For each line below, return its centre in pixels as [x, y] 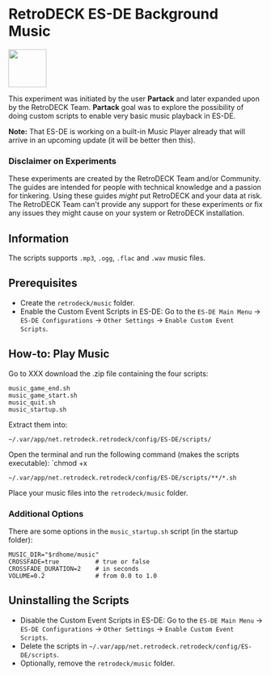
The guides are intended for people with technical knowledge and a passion [135, 188]
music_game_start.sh [43, 395]
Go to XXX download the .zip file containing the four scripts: [108, 374]
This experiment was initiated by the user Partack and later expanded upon [134, 99]
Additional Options [46, 513]
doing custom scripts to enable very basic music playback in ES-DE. [122, 116]
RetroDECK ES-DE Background [113, 14]
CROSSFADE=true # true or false [79, 562]
